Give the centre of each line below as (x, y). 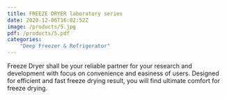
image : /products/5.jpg (42, 26)
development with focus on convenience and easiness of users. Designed (113, 73)
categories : (24, 40)
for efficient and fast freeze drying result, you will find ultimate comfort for (114, 81)
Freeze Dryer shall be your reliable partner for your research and (100, 66)
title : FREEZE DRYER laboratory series (65, 14)
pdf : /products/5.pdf (39, 33)
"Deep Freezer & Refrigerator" (65, 46)
